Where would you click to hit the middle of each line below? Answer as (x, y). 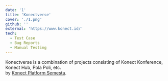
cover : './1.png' (24, 19)
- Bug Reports (25, 43)
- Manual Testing (28, 48)
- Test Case (23, 38)
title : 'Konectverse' (28, 15)
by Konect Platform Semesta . (36, 73)
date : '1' (16, 10)
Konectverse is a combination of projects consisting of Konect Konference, (84, 62)
